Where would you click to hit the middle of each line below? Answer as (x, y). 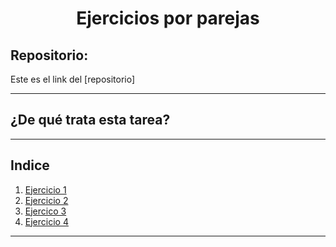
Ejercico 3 (45, 211)
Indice (30, 165)
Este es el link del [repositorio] (73, 79)
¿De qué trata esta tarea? (90, 120)
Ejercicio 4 (46, 221)
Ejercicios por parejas (168, 18)
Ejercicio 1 (45, 189)
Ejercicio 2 (46, 200)
